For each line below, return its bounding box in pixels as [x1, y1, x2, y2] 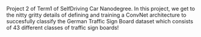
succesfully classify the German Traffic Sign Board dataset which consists [6, 18, 194, 24]
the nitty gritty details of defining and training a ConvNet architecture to [6, 11, 186, 18]
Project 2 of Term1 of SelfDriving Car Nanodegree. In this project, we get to [6, 5, 196, 12]
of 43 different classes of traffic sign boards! [6, 24, 119, 31]
